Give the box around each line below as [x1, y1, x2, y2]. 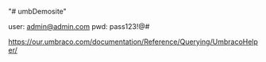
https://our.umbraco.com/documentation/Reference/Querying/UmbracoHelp [8, 37, 258, 46]
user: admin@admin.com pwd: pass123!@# [8, 22, 150, 31]
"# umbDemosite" [8, 7, 67, 16]
